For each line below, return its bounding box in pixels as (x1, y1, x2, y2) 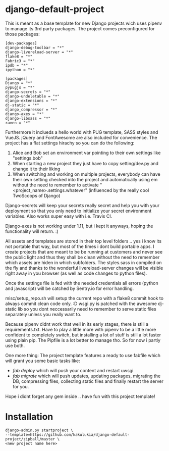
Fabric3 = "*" (5, 58, 35, 64)
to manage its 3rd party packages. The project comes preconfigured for (5, 25, 155, 31)
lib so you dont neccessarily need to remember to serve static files (17, 306, 156, 312)
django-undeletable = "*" (5, 93, 60, 99)
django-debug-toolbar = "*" (5, 45, 65, 50)
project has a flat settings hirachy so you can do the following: (5, 140, 135, 146)
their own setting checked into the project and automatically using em (12, 176, 158, 182)
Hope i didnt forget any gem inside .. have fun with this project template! (5, 393, 155, 399)
